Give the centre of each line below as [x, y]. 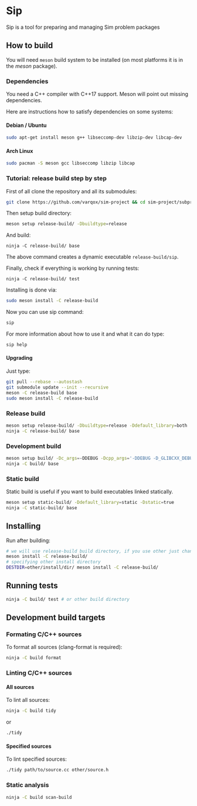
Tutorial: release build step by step [57, 179]
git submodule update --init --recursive [57, 387]
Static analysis [28, 785]
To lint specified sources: [37, 759]
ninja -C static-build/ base [42, 508]
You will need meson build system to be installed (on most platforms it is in [95, 59]
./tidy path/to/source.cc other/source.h [57, 770]
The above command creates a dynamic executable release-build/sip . [92, 257]
